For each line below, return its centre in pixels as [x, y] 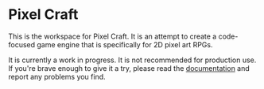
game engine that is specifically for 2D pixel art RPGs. [125, 44]
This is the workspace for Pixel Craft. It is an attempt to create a [113, 36]
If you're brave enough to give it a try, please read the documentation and [129, 68]
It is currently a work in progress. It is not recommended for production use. [132, 60]
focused [22, 44]
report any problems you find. [57, 76]
